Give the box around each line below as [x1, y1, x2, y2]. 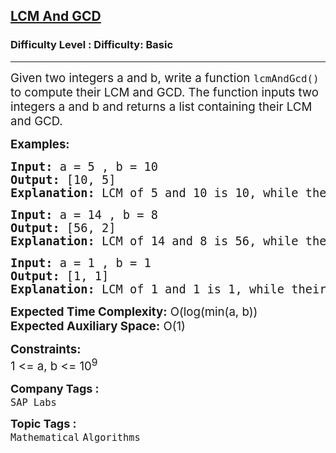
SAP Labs [10, 396, 57, 409]
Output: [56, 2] [10, 220, 117, 235]
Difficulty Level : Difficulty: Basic [10, 38, 174, 52]
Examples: [10, 136, 70, 152]
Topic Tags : [10, 416, 77, 431]
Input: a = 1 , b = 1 [10, 255, 152, 270]
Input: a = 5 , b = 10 [10, 159, 158, 174]
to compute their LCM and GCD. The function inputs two [10, 84, 319, 100]
